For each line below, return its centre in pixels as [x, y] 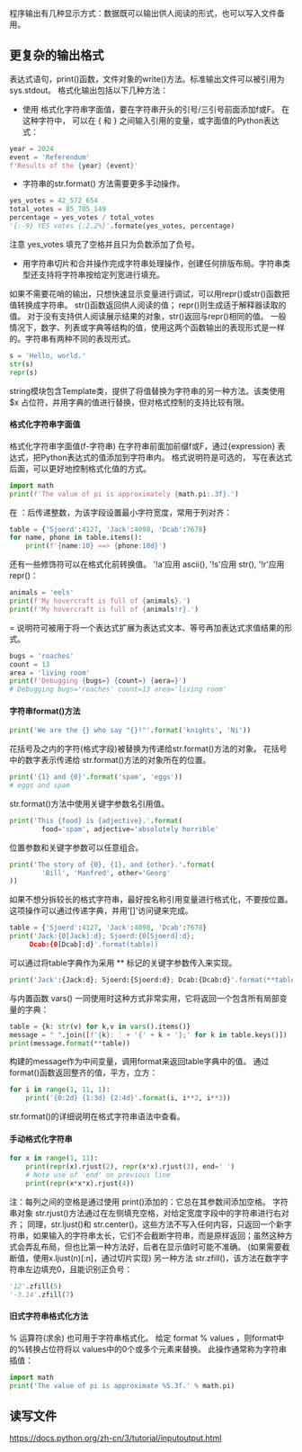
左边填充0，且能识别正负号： [79, 1269]
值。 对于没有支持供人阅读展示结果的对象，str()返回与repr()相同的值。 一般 [148, 316]
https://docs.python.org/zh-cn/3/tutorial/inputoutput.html [115, 1439]
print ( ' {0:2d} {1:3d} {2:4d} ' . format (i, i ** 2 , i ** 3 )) [128, 1098]
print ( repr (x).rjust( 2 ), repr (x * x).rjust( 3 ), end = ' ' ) [130, 1167]
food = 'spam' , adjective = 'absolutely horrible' [130, 829]
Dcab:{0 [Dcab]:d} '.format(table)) [94, 945]
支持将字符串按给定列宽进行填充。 [101, 274]
